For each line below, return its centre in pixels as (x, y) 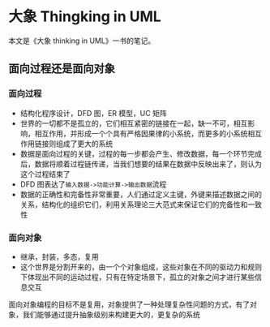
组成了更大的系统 (84, 144)
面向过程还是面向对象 (62, 69)
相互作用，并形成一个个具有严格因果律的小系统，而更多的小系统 (141, 133)
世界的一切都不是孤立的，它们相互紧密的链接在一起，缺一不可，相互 (134, 123)
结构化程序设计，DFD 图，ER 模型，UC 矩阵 (94, 113)
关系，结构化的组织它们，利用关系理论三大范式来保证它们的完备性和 (134, 204)
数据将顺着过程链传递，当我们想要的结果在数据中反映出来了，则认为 (148, 164)
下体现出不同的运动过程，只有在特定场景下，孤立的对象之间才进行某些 (137, 277)
